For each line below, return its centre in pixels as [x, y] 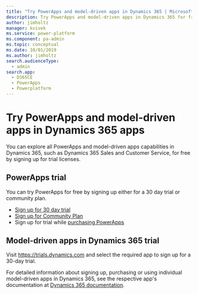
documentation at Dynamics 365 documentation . [65, 285]
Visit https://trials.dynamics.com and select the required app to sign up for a [98, 255]
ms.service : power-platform [41, 34]
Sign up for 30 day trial [42, 210]
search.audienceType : [33, 61]
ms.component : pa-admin [35, 39]
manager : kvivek [26, 28]
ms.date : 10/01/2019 [32, 50]
